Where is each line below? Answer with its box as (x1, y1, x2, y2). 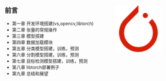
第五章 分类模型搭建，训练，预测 (11, 45, 79, 51)
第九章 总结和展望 (11, 70, 48, 76)
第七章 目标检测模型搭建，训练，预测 (11, 58, 88, 64)
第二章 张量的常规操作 (11, 26, 57, 32)
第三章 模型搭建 (11, 33, 44, 39)
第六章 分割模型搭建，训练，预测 (11, 51, 79, 57)
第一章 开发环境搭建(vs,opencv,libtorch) (11, 20, 94, 26)
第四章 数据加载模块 (11, 39, 53, 45)
